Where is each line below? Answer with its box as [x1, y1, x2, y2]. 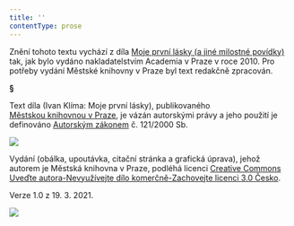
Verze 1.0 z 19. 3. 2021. [9, 189, 94, 200]
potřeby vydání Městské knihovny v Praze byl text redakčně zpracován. [9, 65, 273, 76]
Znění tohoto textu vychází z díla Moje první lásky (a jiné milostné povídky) [9, 46, 285, 56]
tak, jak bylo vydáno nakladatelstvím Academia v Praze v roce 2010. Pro [9, 56, 275, 66]
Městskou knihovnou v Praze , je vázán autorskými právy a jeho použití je [9, 109, 278, 120]
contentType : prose [9, 22, 82, 30]
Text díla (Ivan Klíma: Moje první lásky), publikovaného [9, 100, 211, 110]
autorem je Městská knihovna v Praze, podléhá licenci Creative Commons [9, 162, 281, 173]
